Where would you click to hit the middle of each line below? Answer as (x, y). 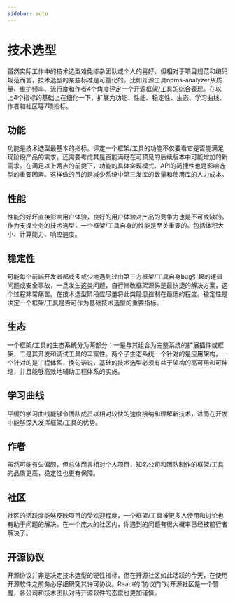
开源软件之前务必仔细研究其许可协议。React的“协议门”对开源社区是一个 (110, 584)
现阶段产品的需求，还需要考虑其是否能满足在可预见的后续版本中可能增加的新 (117, 157)
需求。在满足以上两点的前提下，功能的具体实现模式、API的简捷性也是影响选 (116, 166)
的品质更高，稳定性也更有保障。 (53, 473)
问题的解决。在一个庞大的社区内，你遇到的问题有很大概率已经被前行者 (127, 524)
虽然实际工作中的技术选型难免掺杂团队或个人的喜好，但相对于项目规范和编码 (117, 71)
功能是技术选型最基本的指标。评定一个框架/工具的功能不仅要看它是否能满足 (116, 148)
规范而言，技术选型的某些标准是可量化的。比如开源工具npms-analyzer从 (112, 80)
